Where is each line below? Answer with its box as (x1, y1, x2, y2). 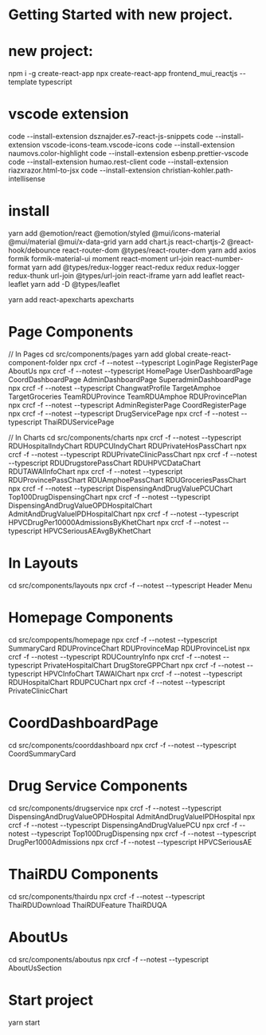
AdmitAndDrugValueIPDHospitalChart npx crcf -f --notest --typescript (8, 509, 239, 519)
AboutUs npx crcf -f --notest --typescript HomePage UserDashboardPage (8, 366, 253, 376)
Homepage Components (8, 609, 174, 627)
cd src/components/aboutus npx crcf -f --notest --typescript (8, 954, 209, 964)
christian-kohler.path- (162, 165, 233, 175)
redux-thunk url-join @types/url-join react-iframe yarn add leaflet (8, 271, 224, 281)
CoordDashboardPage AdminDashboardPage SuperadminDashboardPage (8, 374, 252, 384)
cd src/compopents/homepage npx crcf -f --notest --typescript (8, 635, 217, 644)
